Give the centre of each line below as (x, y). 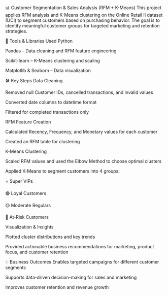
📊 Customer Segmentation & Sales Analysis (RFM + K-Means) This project (83, 8)
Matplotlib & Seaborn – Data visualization (48, 70)
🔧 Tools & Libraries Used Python (39, 41)
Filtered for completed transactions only (47, 112)
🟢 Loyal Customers (26, 193)
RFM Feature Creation (28, 122)
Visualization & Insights (29, 227)
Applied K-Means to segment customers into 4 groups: (63, 171)
